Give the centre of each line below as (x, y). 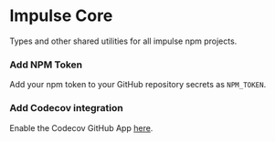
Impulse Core (61, 16)
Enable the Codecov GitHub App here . (81, 127)
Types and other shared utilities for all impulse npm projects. (123, 41)
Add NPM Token (46, 65)
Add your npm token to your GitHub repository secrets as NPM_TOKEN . (138, 85)
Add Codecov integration (66, 108)
